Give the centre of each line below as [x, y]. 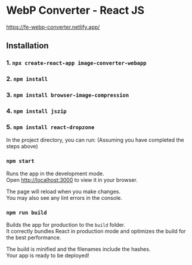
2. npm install [27, 79]
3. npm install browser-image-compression [68, 95]
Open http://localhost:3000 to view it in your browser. [72, 179]
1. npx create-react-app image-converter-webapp [76, 63]
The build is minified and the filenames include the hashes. [78, 249]
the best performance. [34, 237]
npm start [20, 161]
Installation [27, 46]
